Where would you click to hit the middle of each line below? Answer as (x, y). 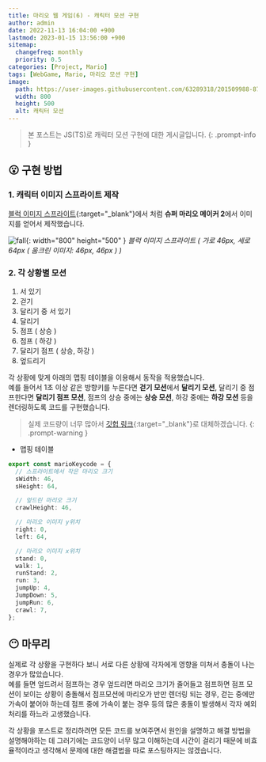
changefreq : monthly (49, 52)
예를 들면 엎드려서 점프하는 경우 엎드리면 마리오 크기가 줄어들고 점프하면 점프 (127, 684)
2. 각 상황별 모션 (38, 272)
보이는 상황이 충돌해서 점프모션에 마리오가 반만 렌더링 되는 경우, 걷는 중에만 (139, 694)
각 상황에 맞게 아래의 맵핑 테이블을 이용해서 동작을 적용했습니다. (106, 377)
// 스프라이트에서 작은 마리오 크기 (64, 472)
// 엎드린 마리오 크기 (46, 500)
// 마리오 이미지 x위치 (48, 551)
